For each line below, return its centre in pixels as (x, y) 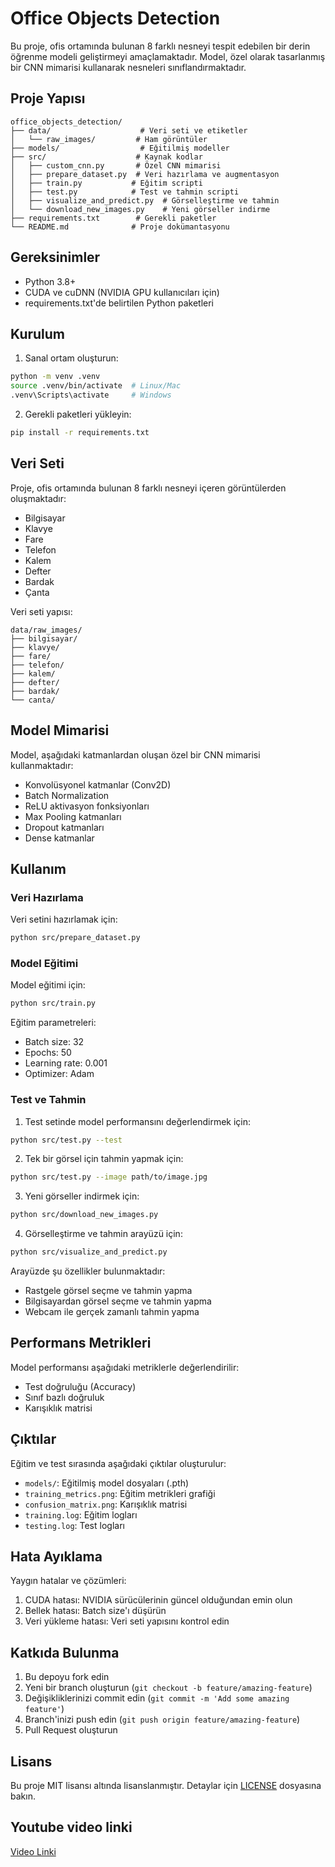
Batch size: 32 (54, 1042)
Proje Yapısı (48, 98)
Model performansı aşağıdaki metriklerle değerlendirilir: (125, 1367)
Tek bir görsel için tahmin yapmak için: (104, 1159)
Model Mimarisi (60, 730)
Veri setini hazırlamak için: (64, 919)
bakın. (23, 1796)
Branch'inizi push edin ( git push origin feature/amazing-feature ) (162, 1719)
